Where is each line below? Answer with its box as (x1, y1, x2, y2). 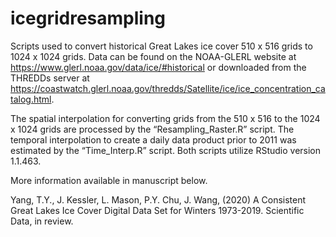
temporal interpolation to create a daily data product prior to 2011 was (10, 133, 297, 146)
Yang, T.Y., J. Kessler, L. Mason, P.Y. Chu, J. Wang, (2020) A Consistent (10, 193, 307, 206)
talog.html (10, 93, 52, 105)
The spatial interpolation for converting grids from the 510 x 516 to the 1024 (10, 112, 321, 124)
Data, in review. (10, 215, 74, 227)
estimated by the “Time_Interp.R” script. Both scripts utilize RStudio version (10, 144, 322, 156)
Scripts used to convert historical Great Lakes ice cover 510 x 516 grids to (10, 40, 313, 52)
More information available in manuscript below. (10, 174, 208, 186)
